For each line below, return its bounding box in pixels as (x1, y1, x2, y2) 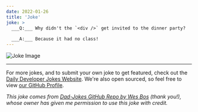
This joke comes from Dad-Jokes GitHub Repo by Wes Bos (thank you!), (6, 93, 181, 100)
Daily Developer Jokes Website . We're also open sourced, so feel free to (6, 75, 182, 83)
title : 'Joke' (6, 14, 41, 20)
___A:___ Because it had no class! (11, 36, 99, 42)
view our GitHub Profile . (6, 82, 64, 88)
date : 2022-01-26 (6, 8, 49, 15)
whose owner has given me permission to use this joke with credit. (6, 100, 168, 106)
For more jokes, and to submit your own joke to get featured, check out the (6, 69, 187, 76)
